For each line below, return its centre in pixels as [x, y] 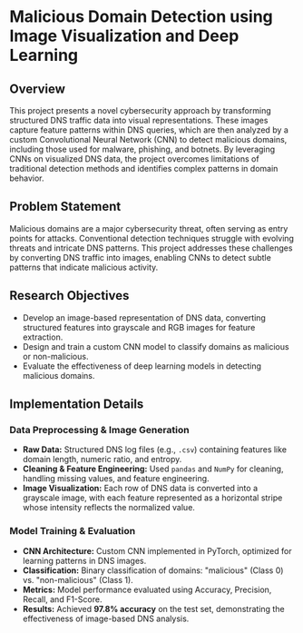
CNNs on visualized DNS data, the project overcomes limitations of [135, 159]
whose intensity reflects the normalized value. [108, 508]
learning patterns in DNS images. [84, 560]
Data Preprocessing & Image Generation [99, 430]
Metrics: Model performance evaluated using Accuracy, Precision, [147, 589]
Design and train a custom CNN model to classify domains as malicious [156, 346]
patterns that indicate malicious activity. [84, 267]
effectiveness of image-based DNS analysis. [106, 618]
